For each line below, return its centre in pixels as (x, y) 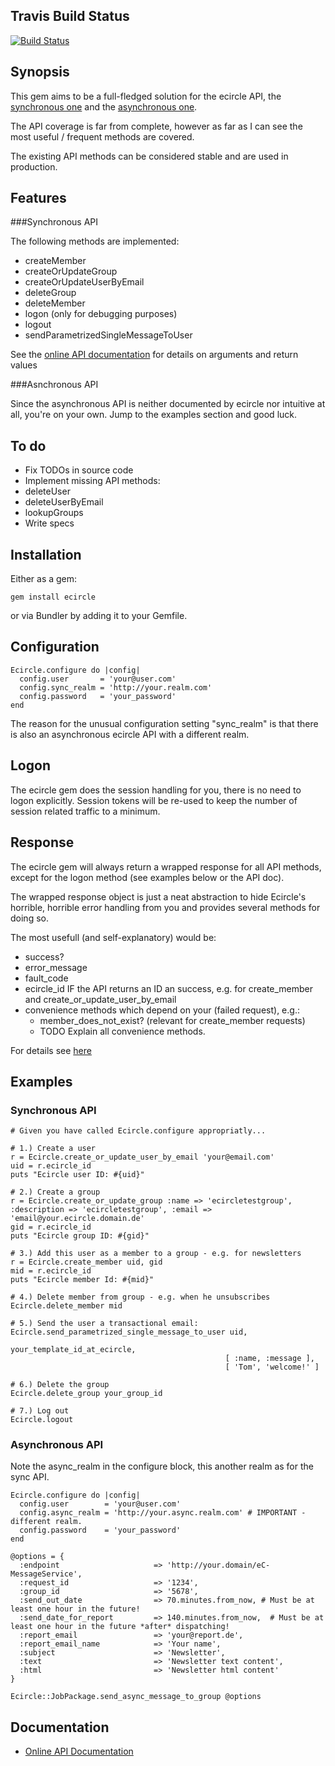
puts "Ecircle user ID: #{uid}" (77, 1175)
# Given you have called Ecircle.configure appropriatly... (138, 1131)
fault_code (46, 978)
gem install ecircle (53, 597)
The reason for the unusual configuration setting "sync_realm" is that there (164, 723)
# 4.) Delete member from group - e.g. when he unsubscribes (140, 1297)
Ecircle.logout (42, 1420)
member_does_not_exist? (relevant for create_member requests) (172, 1020)
